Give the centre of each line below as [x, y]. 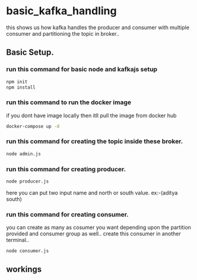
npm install [21, 87]
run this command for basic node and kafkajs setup [82, 70]
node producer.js [28, 182]
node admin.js [24, 154]
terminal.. [18, 240]
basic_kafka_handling [61, 11]
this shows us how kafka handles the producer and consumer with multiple [98, 27]
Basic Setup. [30, 53]
